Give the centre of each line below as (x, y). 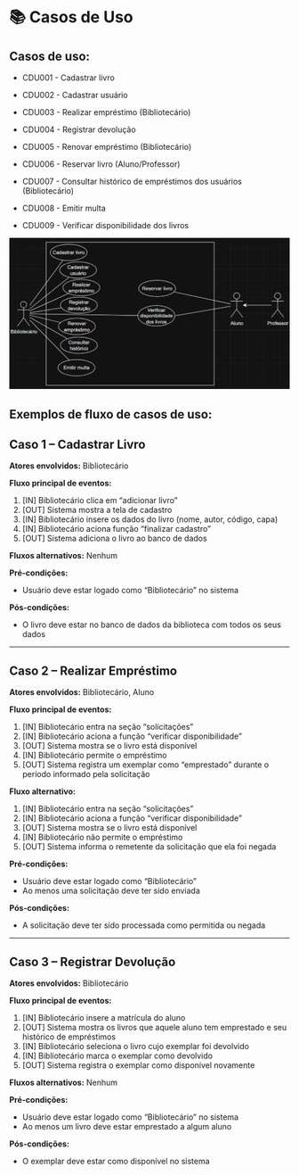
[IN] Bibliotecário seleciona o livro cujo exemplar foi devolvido (135, 1047)
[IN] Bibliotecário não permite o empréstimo (102, 837)
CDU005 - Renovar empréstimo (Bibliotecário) (107, 147)
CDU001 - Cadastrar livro (69, 78)
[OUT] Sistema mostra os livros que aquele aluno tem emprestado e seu (154, 1028)
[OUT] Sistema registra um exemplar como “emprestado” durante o (145, 765)
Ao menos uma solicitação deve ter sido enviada (111, 891)
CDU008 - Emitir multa (64, 208)
